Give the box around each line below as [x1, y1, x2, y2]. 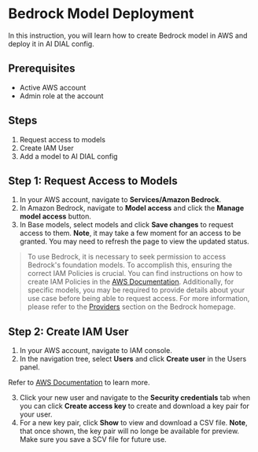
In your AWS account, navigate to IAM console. [19, 346, 173, 355]
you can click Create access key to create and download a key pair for [19, 402, 250, 411]
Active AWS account [19, 83, 87, 92]
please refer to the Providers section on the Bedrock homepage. [27, 302, 236, 311]
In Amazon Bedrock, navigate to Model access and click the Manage [19, 204, 245, 213]
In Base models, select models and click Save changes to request [19, 220, 234, 230]
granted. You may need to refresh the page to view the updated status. [19, 237, 249, 246]
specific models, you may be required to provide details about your [27, 285, 245, 295]
